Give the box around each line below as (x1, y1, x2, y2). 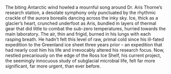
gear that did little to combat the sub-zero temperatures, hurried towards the (5, 26, 166, 32)
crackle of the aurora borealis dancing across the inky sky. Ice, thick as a (5, 15, 158, 21)
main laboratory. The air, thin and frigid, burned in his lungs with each (5, 31, 151, 37)
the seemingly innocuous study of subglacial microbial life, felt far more (5, 58, 155, 63)
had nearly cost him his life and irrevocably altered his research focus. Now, (5, 47, 164, 53)
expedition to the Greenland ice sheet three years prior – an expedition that (5, 42, 163, 47)
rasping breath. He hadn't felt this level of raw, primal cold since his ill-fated (5, 36, 164, 42)
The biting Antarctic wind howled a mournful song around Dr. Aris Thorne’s (5, 5, 162, 10)
